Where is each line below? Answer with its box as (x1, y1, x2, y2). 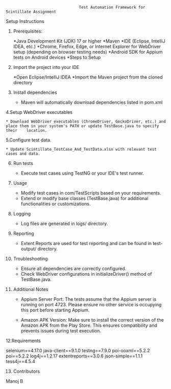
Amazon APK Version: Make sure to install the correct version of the (20, 317, 164, 323)
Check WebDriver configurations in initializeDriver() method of (20, 271, 152, 277)
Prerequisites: (13, 28, 43, 34)
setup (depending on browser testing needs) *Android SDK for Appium (13, 49, 163, 55)
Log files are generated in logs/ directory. (20, 221, 108, 227)
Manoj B (6, 378, 23, 384)
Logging (13, 211, 31, 216)
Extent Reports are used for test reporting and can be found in (20, 240, 152, 246)
